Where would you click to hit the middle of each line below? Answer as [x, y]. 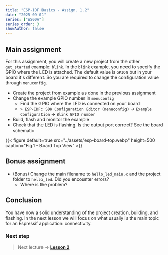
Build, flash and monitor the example [51, 119]
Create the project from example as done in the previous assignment [84, 93]
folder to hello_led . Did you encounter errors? [61, 179]
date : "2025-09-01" [26, 15]
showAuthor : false [25, 29]
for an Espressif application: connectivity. [49, 223]
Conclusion [24, 200]
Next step [17, 236]
